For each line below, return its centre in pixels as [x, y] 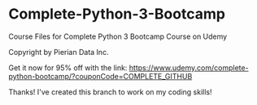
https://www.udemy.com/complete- [189, 67]
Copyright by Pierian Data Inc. [59, 52]
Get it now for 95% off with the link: [68, 67]
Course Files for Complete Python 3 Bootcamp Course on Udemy [118, 36]
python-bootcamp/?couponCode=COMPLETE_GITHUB [100, 76]
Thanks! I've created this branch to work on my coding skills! [110, 92]
